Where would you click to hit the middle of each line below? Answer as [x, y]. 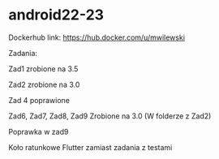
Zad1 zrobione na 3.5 [43, 69]
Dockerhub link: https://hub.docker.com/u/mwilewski [97, 37]
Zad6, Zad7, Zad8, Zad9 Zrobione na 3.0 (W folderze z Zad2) [110, 116]
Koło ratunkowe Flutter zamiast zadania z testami [90, 147]
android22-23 [56, 15]
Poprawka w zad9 [39, 131]
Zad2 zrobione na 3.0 [44, 84]
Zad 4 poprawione [39, 100]
